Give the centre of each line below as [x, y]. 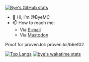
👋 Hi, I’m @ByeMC [31, 17]
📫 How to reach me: [34, 23]
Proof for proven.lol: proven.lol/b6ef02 [45, 45]
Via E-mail [30, 30]
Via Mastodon [34, 35]
